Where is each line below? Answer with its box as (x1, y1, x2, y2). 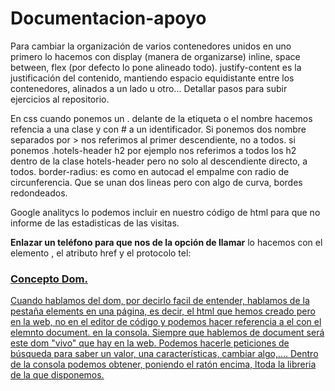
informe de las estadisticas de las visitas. (10, 217, 180, 229)
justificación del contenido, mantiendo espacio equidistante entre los (10, 72, 295, 84)
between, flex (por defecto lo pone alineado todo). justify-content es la (10, 61, 302, 73)
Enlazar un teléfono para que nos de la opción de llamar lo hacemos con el (10, 236, 323, 248)
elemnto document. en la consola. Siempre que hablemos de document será (10, 327, 325, 339)
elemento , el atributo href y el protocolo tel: (10, 247, 192, 259)
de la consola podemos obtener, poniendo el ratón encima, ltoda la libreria (10, 358, 317, 371)
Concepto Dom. (10, 272, 88, 286)
